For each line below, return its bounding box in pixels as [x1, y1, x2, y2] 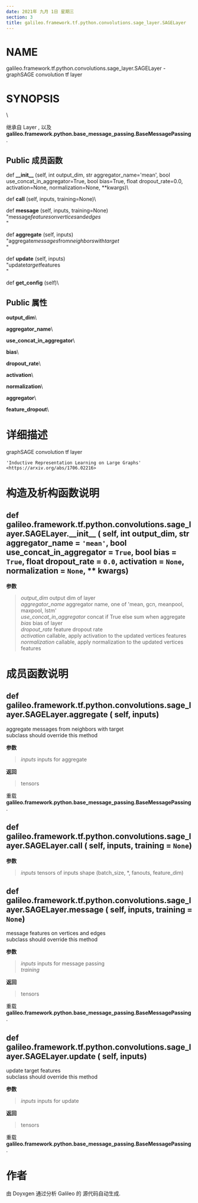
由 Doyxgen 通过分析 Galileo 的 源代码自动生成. [6, 1190, 121, 1197]
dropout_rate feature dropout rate [20, 626, 103, 633]
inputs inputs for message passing [20, 960, 105, 967]
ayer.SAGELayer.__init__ [6, 529, 96, 539]
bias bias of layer [20, 619, 63, 626]
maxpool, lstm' [20, 607, 57, 614]
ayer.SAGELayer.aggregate [6, 709, 108, 720]
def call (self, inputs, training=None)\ [6, 196, 96, 203]
